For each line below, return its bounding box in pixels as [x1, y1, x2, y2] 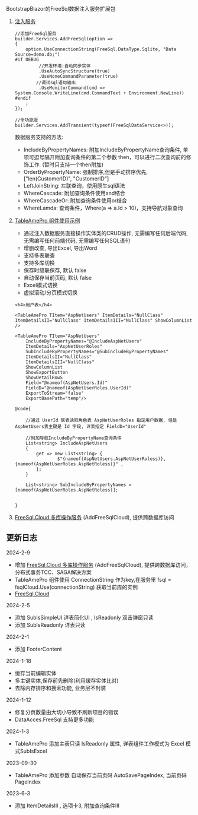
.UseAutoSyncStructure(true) [38, 68, 111, 74]
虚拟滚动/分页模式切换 [23, 289, 78, 296]
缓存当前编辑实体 [14, 670, 57, 677]
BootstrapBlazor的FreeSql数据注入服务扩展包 [6, 5, 116, 12]
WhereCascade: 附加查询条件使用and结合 [23, 189, 125, 196]
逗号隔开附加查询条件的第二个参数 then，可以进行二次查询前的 [34, 154, 186, 160]
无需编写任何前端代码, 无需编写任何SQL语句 [23, 237, 131, 244]
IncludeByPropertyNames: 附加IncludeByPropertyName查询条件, [23, 146, 182, 153]
